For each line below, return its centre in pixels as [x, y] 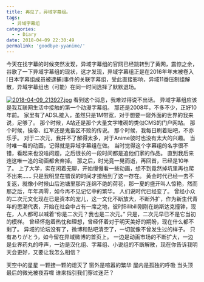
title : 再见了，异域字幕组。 [39, 12]
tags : [13, 18]
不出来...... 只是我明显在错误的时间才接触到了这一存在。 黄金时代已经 [92, 176]
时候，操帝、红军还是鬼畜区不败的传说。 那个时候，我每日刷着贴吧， [97, 130]
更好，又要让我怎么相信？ [49, 252]
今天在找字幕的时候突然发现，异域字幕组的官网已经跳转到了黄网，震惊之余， [102, 64]
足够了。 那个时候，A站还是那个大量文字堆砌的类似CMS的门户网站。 [103, 122]
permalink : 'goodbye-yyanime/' [46, 46]
